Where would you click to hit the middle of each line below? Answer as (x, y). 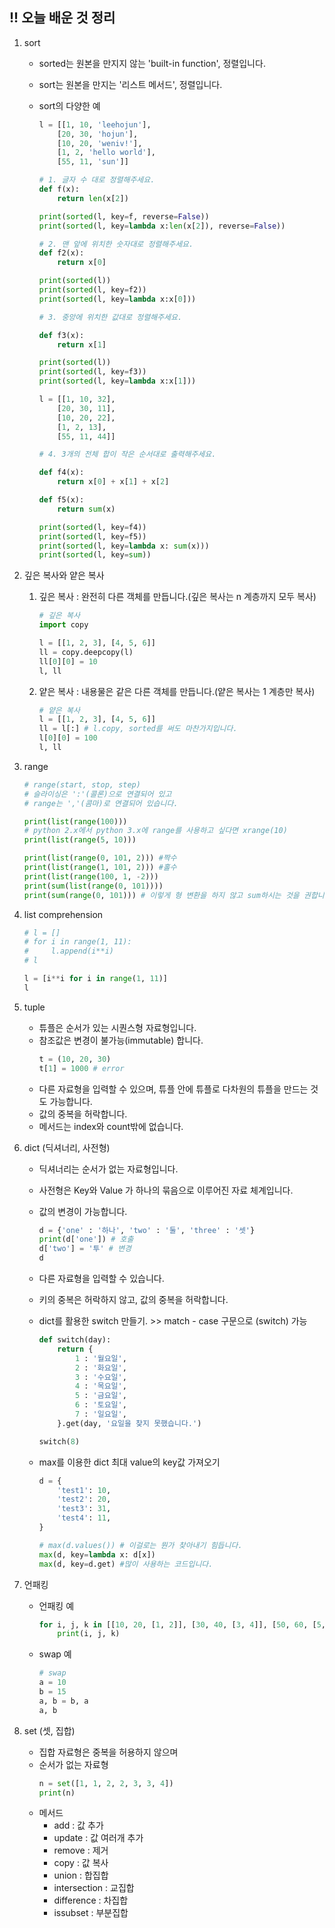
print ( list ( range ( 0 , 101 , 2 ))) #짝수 (100, 858)
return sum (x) (86, 509)
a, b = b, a (63, 1701)
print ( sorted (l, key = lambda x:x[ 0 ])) (117, 299)
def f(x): (59, 189)
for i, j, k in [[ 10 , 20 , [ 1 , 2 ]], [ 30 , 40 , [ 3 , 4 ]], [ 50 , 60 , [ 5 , (182, 1624)
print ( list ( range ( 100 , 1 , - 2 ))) (91, 876)
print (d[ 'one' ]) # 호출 (86, 1239)
